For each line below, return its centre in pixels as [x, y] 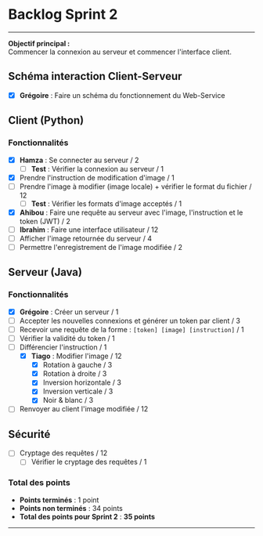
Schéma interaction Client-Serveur [95, 76]
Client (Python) [46, 120]
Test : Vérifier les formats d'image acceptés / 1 [106, 203]
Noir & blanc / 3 [68, 400]
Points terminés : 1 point [59, 500]
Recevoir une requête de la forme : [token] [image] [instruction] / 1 [131, 329]
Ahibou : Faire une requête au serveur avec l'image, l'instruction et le [131, 212]
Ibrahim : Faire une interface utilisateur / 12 [89, 230]
